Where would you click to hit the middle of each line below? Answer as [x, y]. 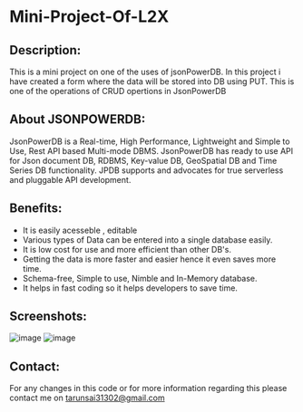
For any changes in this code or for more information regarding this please [148, 388]
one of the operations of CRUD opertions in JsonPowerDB [118, 91]
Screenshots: [49, 316]
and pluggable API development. [70, 179]
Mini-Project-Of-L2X [89, 17]
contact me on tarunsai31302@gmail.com [87, 398]
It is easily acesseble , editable [80, 230]
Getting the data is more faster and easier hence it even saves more [149, 259]
